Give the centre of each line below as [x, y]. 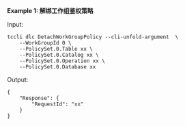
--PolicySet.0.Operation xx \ [62, 61]
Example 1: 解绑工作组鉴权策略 [50, 11]
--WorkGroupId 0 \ [45, 43]
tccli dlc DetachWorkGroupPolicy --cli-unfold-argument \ [93, 37]
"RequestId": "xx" [58, 104]
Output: [18, 79]
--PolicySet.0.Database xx [58, 67]
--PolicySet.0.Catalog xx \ [59, 55]
